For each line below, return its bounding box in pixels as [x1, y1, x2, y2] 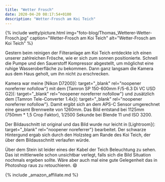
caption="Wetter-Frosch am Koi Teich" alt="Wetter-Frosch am [29, 35, 156, 41]
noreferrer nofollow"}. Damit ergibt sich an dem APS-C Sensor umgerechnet [5, 102, 160, 108]
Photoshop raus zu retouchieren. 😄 [5, 162, 77, 168]
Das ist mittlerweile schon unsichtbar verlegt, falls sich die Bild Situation [5, 152, 151, 158]
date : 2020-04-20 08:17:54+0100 [5, 12, 71, 17]
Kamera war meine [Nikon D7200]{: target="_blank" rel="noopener [5, 80, 141, 86]
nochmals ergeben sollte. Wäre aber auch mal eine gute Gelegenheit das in [5, 157, 158, 163]
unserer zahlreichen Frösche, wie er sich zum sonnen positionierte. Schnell [5, 55, 158, 61]
